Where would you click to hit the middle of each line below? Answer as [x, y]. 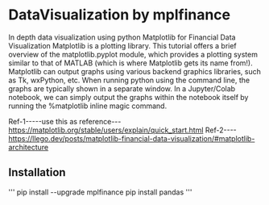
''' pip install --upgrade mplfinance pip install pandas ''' [100, 192]
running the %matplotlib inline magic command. [88, 106]
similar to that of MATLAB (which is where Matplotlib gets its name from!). [130, 63]
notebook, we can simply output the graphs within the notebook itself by [128, 97]
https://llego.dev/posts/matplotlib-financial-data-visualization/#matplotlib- [132, 138]
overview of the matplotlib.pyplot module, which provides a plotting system [133, 54]
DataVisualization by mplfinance [120, 15]
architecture [29, 147]
